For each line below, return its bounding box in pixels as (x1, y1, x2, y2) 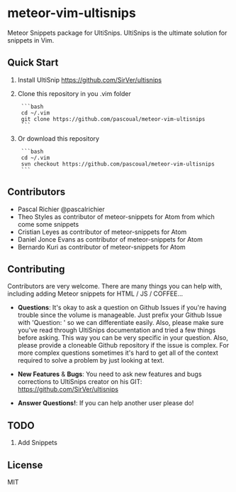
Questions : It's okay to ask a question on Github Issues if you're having (17, 304, 227, 312)
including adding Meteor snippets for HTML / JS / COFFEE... (7, 289, 184, 298)
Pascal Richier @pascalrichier (17, 205, 105, 213)
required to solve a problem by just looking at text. (17, 356, 164, 365)
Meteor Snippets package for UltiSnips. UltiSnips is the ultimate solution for (7, 28, 227, 37)
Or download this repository (17, 134, 100, 143)
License (7, 459, 43, 471)
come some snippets (17, 220, 79, 228)
